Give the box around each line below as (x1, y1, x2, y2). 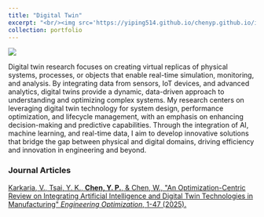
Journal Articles (8, 165, 71, 176)
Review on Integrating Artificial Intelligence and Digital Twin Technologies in (8, 191, 254, 201)
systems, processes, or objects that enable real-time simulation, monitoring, (8, 71, 255, 80)
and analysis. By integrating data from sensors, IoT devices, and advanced (8, 79, 250, 89)
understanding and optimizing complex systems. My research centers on (8, 96, 245, 105)
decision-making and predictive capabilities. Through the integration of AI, (8, 121, 249, 130)
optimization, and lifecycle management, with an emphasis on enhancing (8, 112, 244, 121)
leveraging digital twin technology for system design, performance (8, 103, 224, 114)
